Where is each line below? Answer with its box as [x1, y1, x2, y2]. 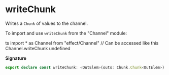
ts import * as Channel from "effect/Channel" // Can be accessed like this [5, 40, 159, 46]
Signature [5, 55, 27, 61]
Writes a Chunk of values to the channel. [5, 20, 88, 26]
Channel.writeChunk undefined [5, 45, 71, 51]
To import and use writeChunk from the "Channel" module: [5, 30, 127, 36]
